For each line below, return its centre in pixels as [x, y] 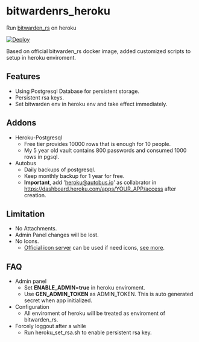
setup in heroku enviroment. [41, 57]
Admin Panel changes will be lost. [57, 235]
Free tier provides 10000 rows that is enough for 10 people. [97, 144]
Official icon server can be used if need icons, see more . [94, 248]
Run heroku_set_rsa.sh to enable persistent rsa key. [88, 332]
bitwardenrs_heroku [58, 11]
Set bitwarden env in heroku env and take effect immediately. [91, 104]
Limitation [26, 214]
